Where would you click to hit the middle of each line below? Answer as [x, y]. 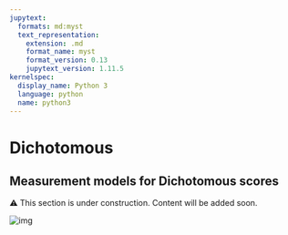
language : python [51, 94]
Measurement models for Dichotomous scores [144, 181]
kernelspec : [32, 77]
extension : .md [55, 43]
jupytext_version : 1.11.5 [75, 69]
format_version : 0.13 [67, 60]
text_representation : [59, 35]
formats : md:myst [51, 26]
